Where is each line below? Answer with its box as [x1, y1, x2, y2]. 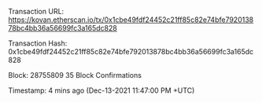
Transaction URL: [8, 7, 65, 16]
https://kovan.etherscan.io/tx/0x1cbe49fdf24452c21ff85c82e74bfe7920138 [8, 15, 254, 24]
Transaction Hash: [8, 39, 68, 48]
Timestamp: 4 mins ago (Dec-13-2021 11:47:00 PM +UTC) [8, 86, 195, 95]
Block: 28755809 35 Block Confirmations [8, 71, 142, 79]
